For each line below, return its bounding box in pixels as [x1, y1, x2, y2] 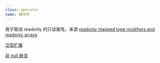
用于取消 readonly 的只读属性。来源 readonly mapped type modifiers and [5, 26, 155, 32]
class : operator [5, 7, 39, 12]
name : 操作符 [5, 12, 30, 17]
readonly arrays [5, 32, 38, 38]
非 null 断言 [5, 53, 28, 59]
